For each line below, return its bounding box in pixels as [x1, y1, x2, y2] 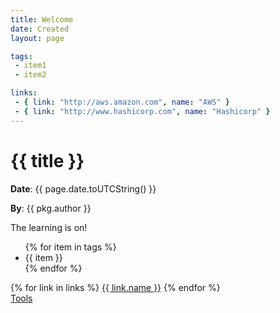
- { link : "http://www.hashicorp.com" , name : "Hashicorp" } [14, 106, 271, 116]
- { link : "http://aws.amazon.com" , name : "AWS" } [14, 97, 230, 107]
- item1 [14, 61, 47, 71]
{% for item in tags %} [24, 241, 117, 253]
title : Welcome [10, 14, 74, 25]
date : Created [10, 24, 70, 34]
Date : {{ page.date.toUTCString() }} [10, 182, 157, 195]
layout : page [10, 33, 65, 43]
